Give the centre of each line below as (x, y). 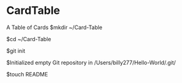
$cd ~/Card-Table (29, 39)
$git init (16, 51)
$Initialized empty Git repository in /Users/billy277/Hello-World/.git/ (91, 62)
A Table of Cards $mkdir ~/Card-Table (54, 27)
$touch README (27, 74)
